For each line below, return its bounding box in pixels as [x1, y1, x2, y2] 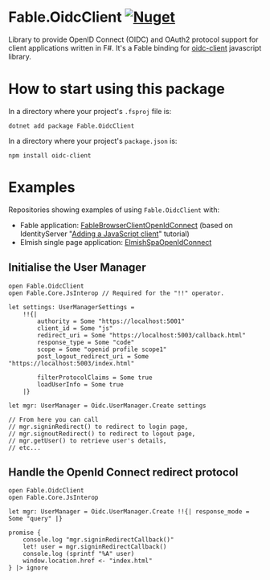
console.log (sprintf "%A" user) [22, 550, 135, 558]
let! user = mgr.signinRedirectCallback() [22, 543, 167, 551]
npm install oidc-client [8, 151, 92, 160]
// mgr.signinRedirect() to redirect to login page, [8, 423, 189, 431]
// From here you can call [8, 415, 99, 423]
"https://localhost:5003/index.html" [8, 359, 135, 367]
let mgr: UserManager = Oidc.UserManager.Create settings [8, 402, 207, 410]
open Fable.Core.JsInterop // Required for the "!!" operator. [8, 289, 225, 297]
